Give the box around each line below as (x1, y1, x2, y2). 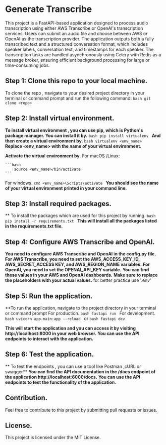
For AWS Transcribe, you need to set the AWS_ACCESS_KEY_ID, (5, 256, 140, 262)
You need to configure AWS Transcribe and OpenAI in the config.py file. (5, 251, 156, 257)
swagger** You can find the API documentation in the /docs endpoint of (5, 368, 156, 374)
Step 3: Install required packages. (5, 199, 111, 208)
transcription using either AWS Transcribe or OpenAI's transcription (5, 25, 143, 31)
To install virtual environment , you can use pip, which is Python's (5, 127, 143, 133)
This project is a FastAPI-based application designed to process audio (5, 20, 149, 26)
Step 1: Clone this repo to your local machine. (5, 77, 148, 85)
